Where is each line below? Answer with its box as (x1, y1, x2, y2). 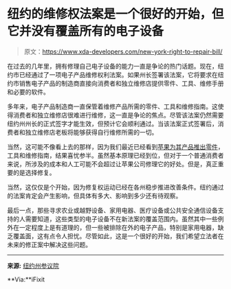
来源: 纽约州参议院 (7, 262, 60, 270)
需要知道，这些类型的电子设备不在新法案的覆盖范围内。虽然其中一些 (25, 214, 218, 223)
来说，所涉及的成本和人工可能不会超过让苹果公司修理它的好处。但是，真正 (7, 159, 218, 168)
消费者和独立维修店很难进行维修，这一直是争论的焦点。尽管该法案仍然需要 (12, 111, 224, 119)
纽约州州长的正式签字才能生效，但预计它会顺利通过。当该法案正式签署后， (7, 119, 218, 128)
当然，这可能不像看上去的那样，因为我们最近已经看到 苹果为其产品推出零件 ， (7, 142, 224, 151)
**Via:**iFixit (7, 275, 45, 284)
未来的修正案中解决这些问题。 (7, 240, 91, 248)
